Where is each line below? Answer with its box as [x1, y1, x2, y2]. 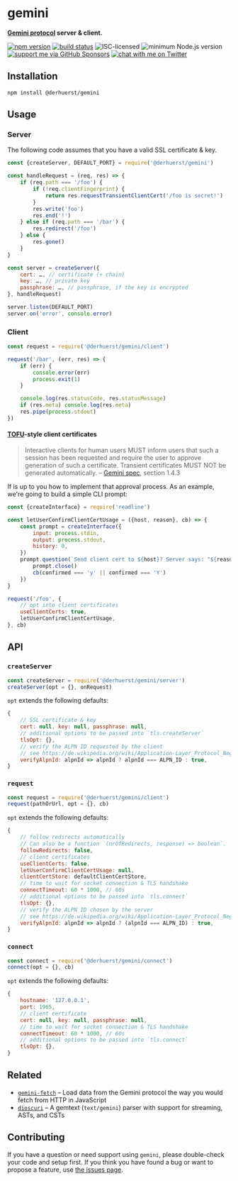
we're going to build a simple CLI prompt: [7, 490, 127, 498]
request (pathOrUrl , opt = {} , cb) [7, 801, 110, 808]
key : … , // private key [20, 278, 91, 285]
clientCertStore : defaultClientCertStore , [20, 873, 147, 881]
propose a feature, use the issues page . [7, 1165, 124, 1174]
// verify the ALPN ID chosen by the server [20, 906, 154, 913]
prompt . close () [33, 563, 78, 570]
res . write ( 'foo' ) [33, 205, 84, 212]
